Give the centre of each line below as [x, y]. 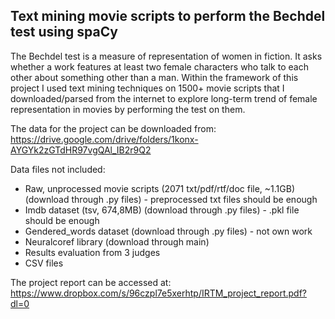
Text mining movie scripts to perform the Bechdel [168, 16]
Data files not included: [58, 169]
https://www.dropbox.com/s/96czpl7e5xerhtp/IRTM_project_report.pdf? [158, 293]
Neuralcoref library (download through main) [117, 241]
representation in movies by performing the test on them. [128, 109]
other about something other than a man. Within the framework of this [154, 77]
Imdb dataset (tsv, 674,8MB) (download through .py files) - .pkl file [162, 210]
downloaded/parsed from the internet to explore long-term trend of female [164, 98]
